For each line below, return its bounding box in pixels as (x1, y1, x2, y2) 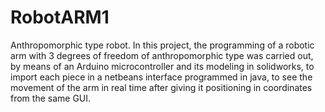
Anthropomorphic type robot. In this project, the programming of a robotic (10, 39, 315, 51)
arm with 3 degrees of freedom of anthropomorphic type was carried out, (10, 49, 314, 61)
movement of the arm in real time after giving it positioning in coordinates (10, 81, 313, 93)
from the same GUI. (10, 92, 92, 104)
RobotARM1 (10, 6, 110, 29)
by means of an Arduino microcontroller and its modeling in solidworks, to (10, 60, 315, 72)
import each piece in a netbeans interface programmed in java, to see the (10, 71, 313, 83)
